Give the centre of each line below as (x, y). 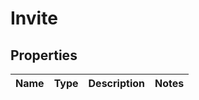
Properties (44, 55)
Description (116, 83)
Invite (34, 18)
